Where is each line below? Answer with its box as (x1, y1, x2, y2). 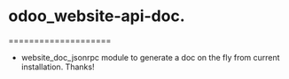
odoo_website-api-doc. (8, 6, 185, 26)
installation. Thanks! (20, 61, 95, 72)
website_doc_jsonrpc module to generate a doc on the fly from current (20, 52, 280, 62)
